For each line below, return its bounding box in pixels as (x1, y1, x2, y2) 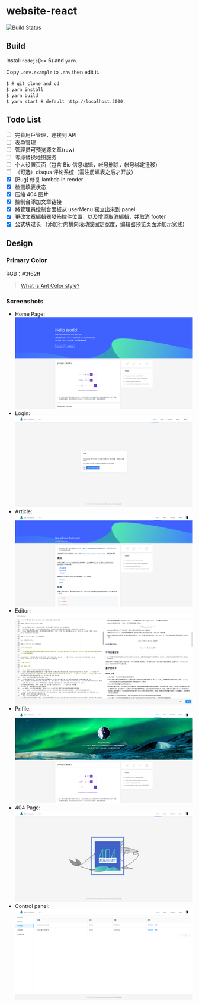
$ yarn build (6, 92, 38, 99)
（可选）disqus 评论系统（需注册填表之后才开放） (14, 168, 137, 175)
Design (6, 238, 33, 248)
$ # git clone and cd (6, 80, 60, 87)
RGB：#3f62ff (6, 271, 41, 278)
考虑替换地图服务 (14, 153, 57, 161)
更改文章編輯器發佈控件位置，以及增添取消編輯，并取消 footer (14, 213, 166, 221)
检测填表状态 (14, 183, 46, 190)
